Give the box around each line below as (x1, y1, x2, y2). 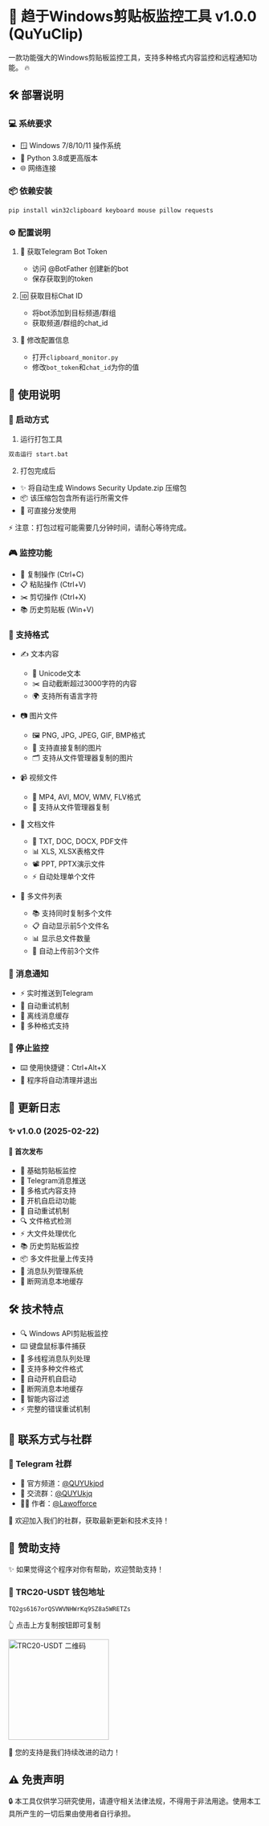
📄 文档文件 (19, 820, 55, 829)
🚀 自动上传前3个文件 (31, 946, 100, 956)
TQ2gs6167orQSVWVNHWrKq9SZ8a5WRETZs (8, 1605, 131, 1613)
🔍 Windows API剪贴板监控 (19, 1329, 108, 1339)
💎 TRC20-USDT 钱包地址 (8, 1586, 105, 1598)
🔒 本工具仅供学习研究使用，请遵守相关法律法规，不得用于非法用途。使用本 (8, 1795, 255, 1806)
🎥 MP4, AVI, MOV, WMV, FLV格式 (31, 792, 141, 802)
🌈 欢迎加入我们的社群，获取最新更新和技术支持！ (8, 1515, 170, 1525)
